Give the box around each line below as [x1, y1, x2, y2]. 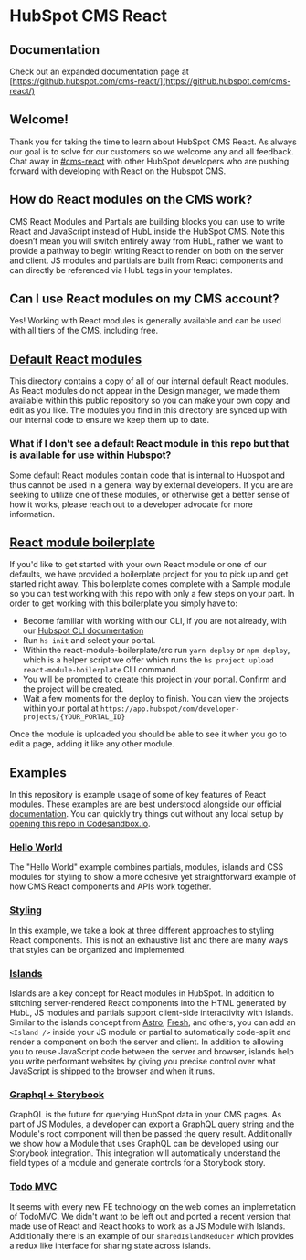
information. [9, 508, 56, 519]
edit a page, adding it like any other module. [9, 738, 175, 749]
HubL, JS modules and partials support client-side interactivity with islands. [9, 1007, 294, 1019]
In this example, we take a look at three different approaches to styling [9, 925, 274, 936]
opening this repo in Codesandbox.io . [9, 819, 151, 830]
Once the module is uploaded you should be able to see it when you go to [9, 728, 288, 740]
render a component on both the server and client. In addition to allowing [9, 1036, 284, 1047]
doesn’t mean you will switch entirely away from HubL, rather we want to [9, 235, 284, 247]
